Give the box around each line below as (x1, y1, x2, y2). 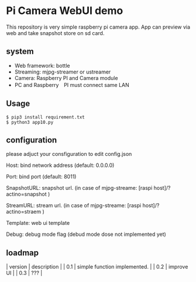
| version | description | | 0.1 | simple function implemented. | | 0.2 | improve (6, 263, 188, 270)
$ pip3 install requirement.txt (6, 114, 85, 120)
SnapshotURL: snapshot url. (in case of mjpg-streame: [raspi (6, 184, 153, 192)
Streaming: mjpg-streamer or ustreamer (14, 68, 111, 75)
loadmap (6, 248, 39, 257)
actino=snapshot (6, 191, 47, 198)
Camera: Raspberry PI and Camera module (14, 74, 118, 81)
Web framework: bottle (14, 62, 70, 69)
